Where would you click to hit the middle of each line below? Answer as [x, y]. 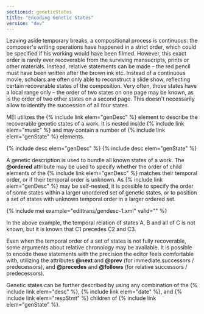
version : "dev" [26, 23]
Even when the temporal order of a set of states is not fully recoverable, [97, 241]
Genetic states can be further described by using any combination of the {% [102, 285]
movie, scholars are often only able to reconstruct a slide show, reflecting [98, 79]
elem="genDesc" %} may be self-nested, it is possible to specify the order [100, 186]
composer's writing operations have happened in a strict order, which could [101, 47]
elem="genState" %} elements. [45, 137]
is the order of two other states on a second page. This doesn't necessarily [100, 99]
